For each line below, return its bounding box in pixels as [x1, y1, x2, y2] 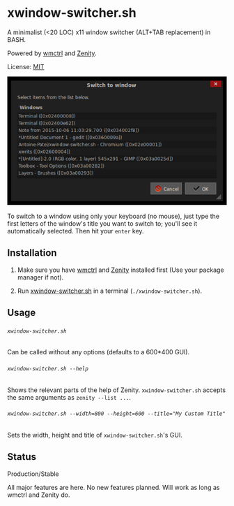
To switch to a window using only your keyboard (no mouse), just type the [7, 212, 220, 220]
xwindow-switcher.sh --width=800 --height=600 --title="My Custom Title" [7, 410, 226, 417]
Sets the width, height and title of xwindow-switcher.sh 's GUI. [7, 431, 182, 439]
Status [7, 451, 37, 463]
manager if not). [17, 273, 64, 281]
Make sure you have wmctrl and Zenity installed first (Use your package [17, 266, 224, 274]
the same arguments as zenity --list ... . [7, 393, 131, 401]
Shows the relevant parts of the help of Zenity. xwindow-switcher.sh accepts [7, 386, 226, 394]
